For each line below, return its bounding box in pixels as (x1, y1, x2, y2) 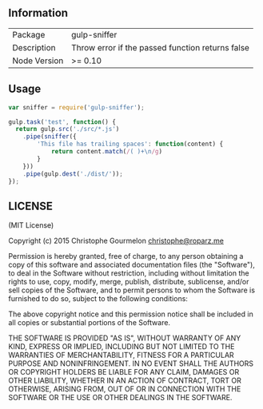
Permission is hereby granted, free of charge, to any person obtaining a (8, 252, 244, 261)
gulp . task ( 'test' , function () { (8, 117, 116, 126)
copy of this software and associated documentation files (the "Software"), (8, 260, 256, 270)
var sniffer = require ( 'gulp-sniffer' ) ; (8, 103, 145, 111)
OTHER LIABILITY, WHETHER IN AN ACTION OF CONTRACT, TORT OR (8, 375, 241, 386)
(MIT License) (8, 220, 54, 230)
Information (8, 6, 69, 20)
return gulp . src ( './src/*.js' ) (15, 125, 120, 133)
